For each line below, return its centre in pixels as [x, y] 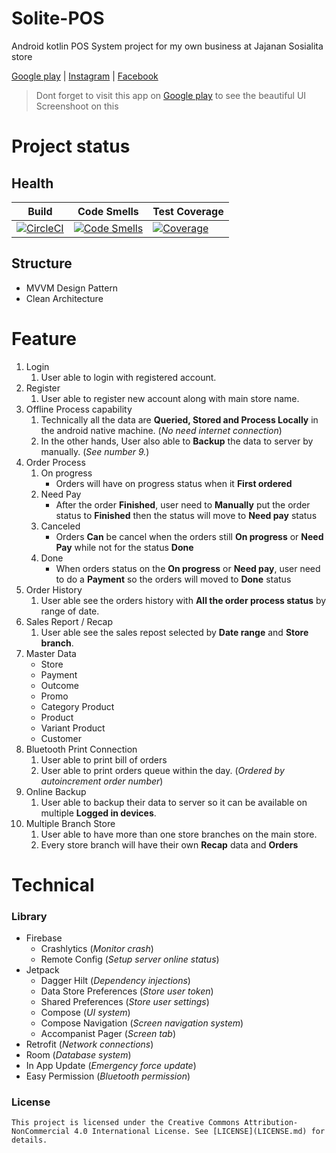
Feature [44, 338]
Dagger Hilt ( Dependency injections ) [115, 981]
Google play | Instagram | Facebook [85, 76]
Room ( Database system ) [78, 1055]
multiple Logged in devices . [98, 813]
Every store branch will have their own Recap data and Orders [169, 844]
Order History [54, 589]
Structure [42, 263]
